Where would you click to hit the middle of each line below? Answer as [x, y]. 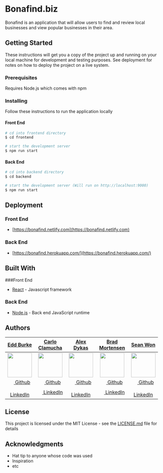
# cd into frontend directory [36, 133]
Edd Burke [20, 344]
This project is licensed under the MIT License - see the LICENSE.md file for [81, 424]
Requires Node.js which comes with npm [46, 88]
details [12, 429]
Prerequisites [21, 77]
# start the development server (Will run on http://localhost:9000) [77, 186]
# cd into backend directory [34, 172]
